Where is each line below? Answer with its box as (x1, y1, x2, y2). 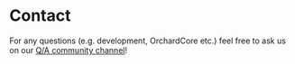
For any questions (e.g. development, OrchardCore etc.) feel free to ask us (9, 35, 287, 46)
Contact (9, 5, 71, 26)
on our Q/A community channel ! (9, 44, 128, 55)
